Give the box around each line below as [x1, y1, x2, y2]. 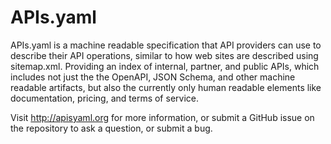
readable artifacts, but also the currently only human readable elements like [10, 81, 322, 93]
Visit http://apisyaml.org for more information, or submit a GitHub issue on [10, 111, 315, 123]
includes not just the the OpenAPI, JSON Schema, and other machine [10, 71, 296, 83]
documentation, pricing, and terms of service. [10, 92, 199, 104]
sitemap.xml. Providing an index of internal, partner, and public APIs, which [10, 60, 320, 72]
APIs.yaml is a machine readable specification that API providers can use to [10, 39, 322, 51]
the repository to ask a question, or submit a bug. [10, 122, 213, 134]
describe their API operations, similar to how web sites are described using [10, 49, 319, 61]
